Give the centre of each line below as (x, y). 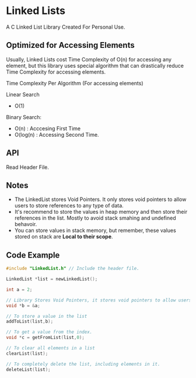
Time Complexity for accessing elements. (56, 72)
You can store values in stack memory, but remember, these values (95, 230)
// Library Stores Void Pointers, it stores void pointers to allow (91, 300)
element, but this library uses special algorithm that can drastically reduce (95, 65)
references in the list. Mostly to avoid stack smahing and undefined (95, 218)
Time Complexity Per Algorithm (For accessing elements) (75, 83)
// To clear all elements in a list (50, 348)
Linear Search (23, 94)
